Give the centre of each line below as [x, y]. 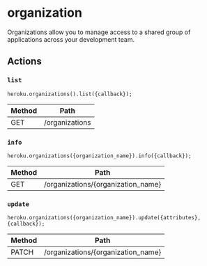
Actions [24, 62]
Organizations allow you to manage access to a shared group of [99, 32]
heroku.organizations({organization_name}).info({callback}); [99, 156]
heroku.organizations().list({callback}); [70, 94]
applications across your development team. [71, 39]
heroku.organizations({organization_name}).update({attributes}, [104, 218]
